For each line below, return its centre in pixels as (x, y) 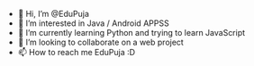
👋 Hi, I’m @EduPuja (54, 14)
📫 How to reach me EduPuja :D (77, 52)
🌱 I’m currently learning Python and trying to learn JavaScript (132, 33)
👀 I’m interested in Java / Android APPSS (93, 23)
